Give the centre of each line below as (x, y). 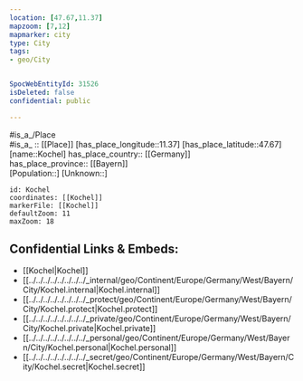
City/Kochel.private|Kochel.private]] (89, 329)
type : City (30, 43)
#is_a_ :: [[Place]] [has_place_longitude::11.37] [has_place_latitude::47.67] (146, 144)
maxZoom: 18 (32, 221)
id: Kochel (30, 190)
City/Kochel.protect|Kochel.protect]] (90, 310)
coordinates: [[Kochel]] (56, 197)
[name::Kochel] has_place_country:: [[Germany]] (100, 154)
